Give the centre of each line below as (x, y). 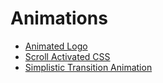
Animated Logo (56, 46)
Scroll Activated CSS (67, 56)
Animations (59, 18)
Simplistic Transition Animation (88, 67)
